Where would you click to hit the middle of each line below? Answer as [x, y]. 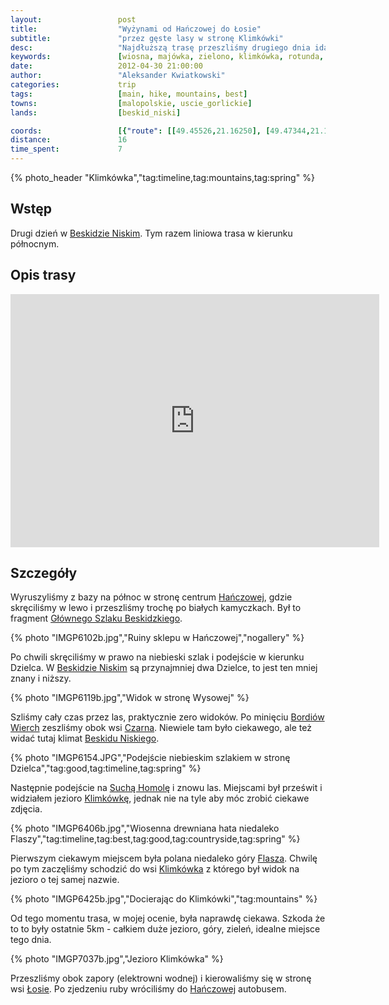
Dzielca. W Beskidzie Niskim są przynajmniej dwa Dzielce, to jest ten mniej [164, 668]
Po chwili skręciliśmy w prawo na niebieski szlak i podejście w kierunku [157, 657]
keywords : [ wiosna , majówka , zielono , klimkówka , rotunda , [167, 57]
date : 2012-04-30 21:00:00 [106, 66]
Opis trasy [43, 275]
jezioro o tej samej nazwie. [65, 880]
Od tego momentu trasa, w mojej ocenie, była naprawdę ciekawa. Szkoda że [168, 918]
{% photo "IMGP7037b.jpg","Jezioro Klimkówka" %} [117, 959]
